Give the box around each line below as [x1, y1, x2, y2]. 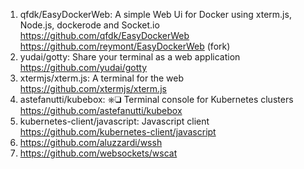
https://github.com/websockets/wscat [19, 147, 178, 159]
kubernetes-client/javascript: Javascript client [19, 115, 210, 127]
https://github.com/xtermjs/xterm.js [19, 83, 167, 94]
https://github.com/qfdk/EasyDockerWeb [19, 30, 190, 41]
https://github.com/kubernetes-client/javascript [19, 126, 217, 138]
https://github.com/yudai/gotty [19, 62, 148, 73]
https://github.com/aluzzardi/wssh [19, 137, 163, 148]
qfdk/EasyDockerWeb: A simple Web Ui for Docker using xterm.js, [19, 9, 292, 20]
